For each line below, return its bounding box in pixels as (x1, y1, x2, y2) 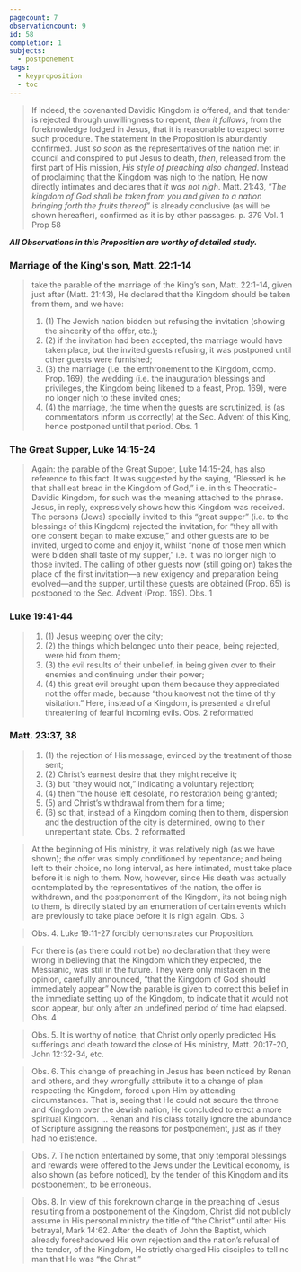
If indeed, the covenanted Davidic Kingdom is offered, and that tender (31, 104, 290, 115)
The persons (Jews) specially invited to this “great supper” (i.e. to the (31, 511, 289, 522)
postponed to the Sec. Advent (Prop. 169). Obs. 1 (31, 587, 213, 598)
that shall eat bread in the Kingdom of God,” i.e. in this (31, 482, 232, 494)
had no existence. (31, 1133, 98, 1144)
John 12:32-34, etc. (31, 1048, 105, 1059)
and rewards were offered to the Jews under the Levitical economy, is (31, 1160, 290, 1170)
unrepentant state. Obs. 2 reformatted (44, 826, 186, 836)
